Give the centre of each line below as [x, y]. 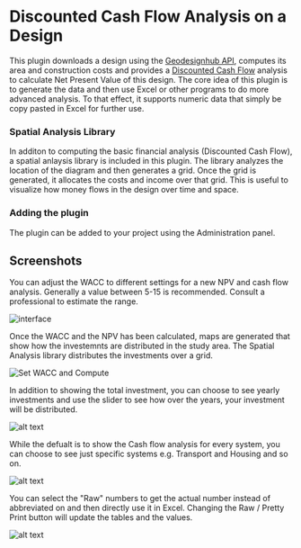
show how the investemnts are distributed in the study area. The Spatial [142, 346]
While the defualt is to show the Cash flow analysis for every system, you [145, 445]
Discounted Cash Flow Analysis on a [148, 17]
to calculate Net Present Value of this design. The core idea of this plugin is [149, 79]
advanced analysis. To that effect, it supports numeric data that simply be [146, 99]
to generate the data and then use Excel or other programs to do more [139, 89]
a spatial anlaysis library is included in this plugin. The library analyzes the [146, 161]
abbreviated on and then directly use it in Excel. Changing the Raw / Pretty [147, 508]
